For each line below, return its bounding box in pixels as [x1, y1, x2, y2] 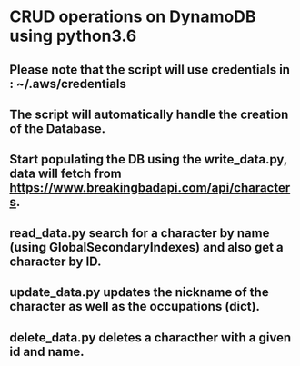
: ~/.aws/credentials [9, 75, 127, 92]
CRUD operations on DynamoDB [9, 6, 256, 27]
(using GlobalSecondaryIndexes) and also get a [9, 239, 284, 255]
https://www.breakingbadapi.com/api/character [9, 180, 291, 196]
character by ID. [9, 253, 102, 269]
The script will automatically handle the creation [9, 106, 289, 122]
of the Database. [9, 121, 106, 136]
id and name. [9, 343, 85, 360]
